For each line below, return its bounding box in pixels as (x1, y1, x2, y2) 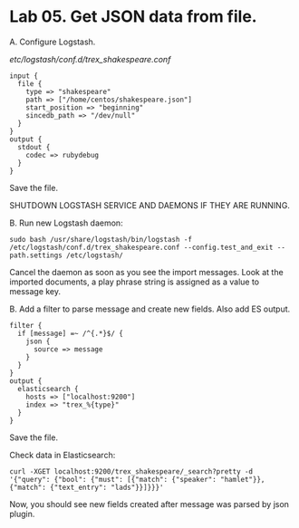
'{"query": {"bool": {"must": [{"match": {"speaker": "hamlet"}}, (9, 475, 265, 484)
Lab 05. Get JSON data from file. (9, 6, 257, 27)
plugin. (9, 508, 35, 519)
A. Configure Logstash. (9, 36, 96, 47)
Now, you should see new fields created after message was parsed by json (9, 498, 290, 509)
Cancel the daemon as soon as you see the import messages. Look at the (9, 266, 284, 277)
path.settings (9, 251, 63, 260)
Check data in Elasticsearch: (9, 449, 116, 460)
